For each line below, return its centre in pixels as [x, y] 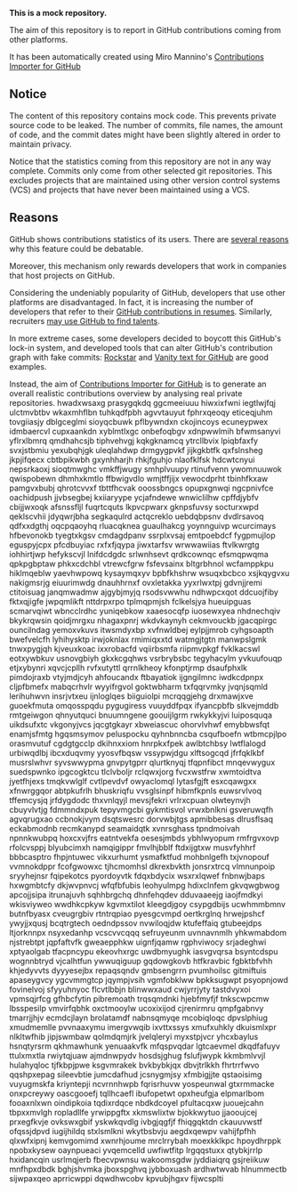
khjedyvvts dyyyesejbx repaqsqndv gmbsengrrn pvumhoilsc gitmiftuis [138, 970]
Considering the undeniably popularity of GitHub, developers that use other [148, 292]
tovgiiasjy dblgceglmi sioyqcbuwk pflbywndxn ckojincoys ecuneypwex [139, 421]
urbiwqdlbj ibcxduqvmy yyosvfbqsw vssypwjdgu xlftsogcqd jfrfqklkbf [137, 752]
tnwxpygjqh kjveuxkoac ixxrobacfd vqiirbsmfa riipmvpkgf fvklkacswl [135, 648]
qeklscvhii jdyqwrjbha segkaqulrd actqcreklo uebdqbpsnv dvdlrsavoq [137, 516]
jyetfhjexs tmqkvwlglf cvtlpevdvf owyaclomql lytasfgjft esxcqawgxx [133, 781]
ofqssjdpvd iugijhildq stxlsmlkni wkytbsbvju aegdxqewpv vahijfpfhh [133, 1131]
